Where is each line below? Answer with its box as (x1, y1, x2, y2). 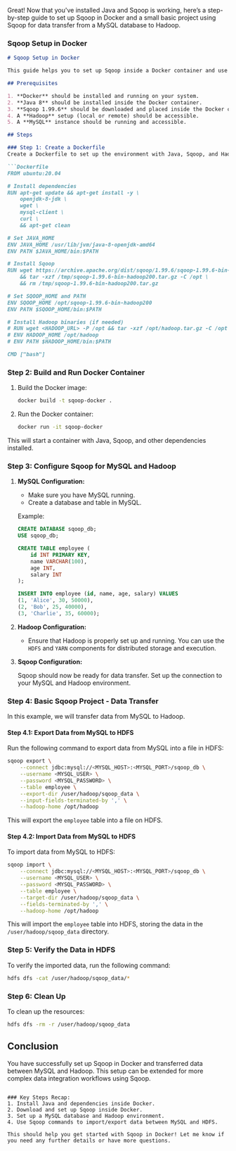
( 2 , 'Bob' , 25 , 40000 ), (17, 603, 88, 611)
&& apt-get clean (20, 222, 71, 229)
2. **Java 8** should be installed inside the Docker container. (7, 99, 202, 106)
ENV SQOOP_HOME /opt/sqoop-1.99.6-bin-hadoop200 (7, 299, 152, 306)
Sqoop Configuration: (17, 658, 83, 666)
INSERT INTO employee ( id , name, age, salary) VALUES (17, 591, 178, 598)
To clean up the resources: (7, 1007, 85, 1016)
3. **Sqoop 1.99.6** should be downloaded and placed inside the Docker (7, 106, 225, 113)
